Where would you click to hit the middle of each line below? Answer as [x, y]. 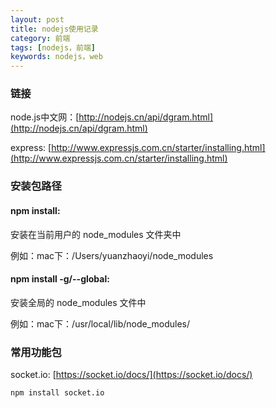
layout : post [37, 19]
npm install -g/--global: [60, 279]
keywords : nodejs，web [56, 57]
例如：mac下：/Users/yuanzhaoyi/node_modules [112, 255]
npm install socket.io [57, 393]
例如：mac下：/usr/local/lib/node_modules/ [100, 323]
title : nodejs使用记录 [54, 29]
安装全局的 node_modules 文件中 [78, 302]
